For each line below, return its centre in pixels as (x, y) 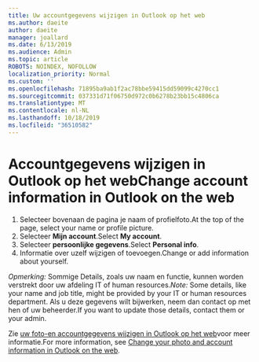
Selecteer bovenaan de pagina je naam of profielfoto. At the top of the (132, 219)
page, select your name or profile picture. (87, 227)
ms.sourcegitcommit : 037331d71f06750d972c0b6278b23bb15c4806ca (114, 96)
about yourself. (44, 261)
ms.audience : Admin (40, 52)
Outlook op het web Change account (128, 181)
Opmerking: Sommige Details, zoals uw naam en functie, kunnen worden (126, 276)
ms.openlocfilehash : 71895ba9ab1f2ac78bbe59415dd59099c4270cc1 (114, 89)
